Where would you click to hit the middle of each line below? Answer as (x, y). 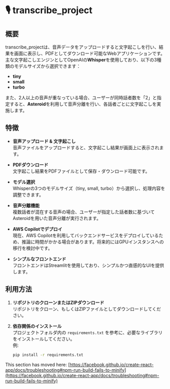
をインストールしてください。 (44, 339)
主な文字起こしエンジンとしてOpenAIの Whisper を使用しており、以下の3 (81, 60)
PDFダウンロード (30, 164)
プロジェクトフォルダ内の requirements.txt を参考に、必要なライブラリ (88, 332)
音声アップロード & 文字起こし (44, 141)
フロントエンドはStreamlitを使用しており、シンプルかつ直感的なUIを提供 (88, 265)
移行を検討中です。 (32, 248)
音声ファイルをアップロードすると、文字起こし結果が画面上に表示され (86, 147)
